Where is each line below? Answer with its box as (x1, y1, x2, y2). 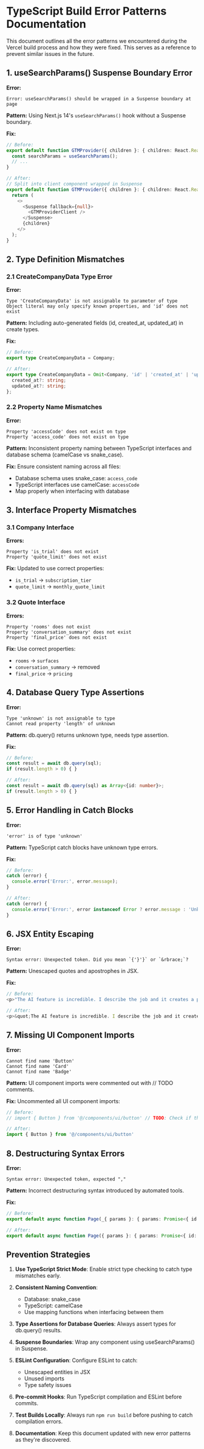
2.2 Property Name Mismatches (6, 403, 103, 411)
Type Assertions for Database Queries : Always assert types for (15, 1320, 176, 1327)
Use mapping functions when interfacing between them (24, 1309, 164, 1316)
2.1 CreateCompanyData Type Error (6, 272, 113, 281)
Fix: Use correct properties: (6, 645, 76, 652)
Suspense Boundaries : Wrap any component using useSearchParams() (15, 1338, 195, 1346)
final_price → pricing (15, 670, 73, 677)
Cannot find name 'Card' (6, 1063, 69, 1069)
